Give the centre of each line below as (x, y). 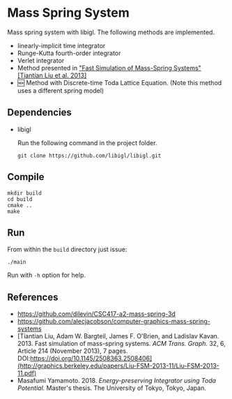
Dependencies (39, 113)
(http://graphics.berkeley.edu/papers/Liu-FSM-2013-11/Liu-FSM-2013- (118, 366)
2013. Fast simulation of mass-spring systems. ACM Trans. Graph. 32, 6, (122, 344)
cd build (20, 199)
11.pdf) (27, 373)
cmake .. (20, 205)
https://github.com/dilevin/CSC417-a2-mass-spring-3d (96, 314)
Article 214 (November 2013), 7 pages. (72, 351)
